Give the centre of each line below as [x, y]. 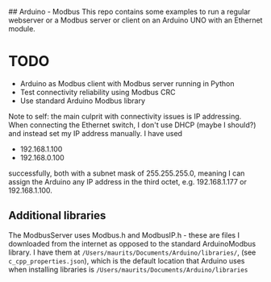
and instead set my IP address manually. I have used [96, 133]
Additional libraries [57, 216]
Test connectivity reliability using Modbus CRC [98, 92]
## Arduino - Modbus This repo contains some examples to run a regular [129, 12]
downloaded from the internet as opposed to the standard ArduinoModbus [132, 243]
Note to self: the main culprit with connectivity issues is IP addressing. [125, 116]
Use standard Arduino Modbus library [83, 101]
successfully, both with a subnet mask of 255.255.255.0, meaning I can [127, 173]
